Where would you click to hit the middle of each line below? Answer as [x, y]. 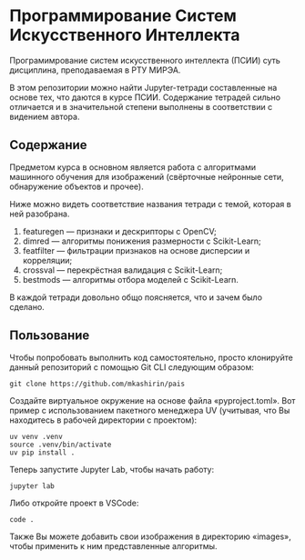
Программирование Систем [123, 16]
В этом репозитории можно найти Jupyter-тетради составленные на [143, 87]
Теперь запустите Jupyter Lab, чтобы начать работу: [112, 469]
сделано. [27, 306]
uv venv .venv [36, 436]
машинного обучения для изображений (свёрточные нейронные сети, [147, 176]
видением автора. [45, 116]
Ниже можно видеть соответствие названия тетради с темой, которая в [150, 204]
